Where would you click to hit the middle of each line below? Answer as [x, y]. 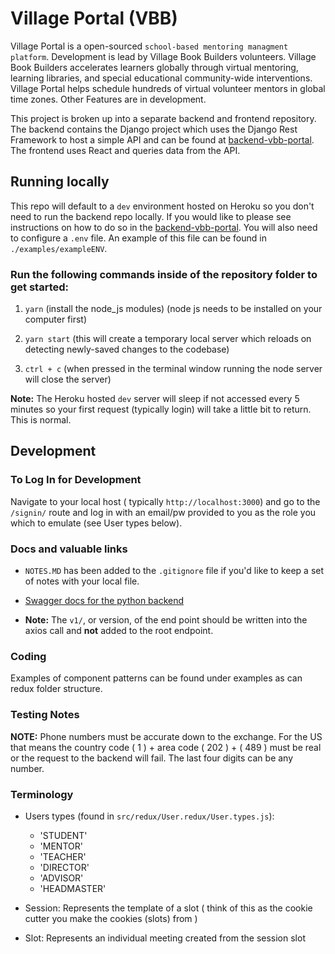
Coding [28, 656]
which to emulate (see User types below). [96, 523]
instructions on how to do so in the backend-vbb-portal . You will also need [164, 227]
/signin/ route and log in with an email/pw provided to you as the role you [163, 512]
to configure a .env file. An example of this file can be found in [138, 238]
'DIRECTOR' [64, 867]
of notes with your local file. [82, 581]
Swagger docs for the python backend [104, 601]
